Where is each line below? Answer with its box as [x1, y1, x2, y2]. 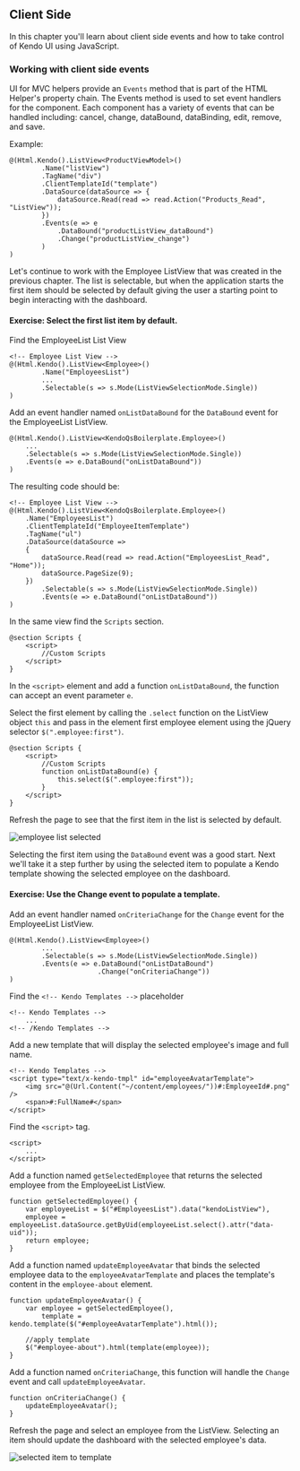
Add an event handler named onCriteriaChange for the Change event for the [9, 909, 285, 920]
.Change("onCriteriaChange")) [97, 967, 210, 976]
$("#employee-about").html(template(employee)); [25, 1343, 210, 1352]
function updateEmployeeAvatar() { [9, 1295, 142, 1305]
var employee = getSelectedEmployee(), [25, 1303, 175, 1312]
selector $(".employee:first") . [9, 726, 124, 738]
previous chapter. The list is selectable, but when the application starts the [9, 275, 284, 286]
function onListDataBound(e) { [41, 767, 159, 776]
